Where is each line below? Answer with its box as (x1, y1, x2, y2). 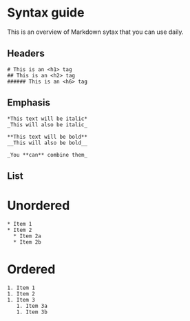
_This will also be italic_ (7, 121, 88, 128)
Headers (7, 48, 45, 59)
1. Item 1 (7, 284, 36, 291)
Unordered (7, 198, 70, 213)
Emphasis (7, 97, 50, 108)
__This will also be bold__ (7, 139, 88, 146)
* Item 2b (13, 238, 41, 246)
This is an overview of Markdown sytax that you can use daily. (7, 28, 184, 36)
